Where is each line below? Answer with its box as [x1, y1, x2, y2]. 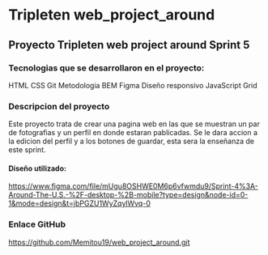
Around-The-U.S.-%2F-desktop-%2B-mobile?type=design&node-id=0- [8, 190, 249, 200]
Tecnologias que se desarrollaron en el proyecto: [8, 62, 205, 74]
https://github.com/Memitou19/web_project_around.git [8, 237, 190, 247]
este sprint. [8, 145, 46, 155]
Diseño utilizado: [8, 164, 67, 173]
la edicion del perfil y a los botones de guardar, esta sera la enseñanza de [8, 136, 255, 147]
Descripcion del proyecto [8, 100, 110, 112]
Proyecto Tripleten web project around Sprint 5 [8, 38, 250, 52]
